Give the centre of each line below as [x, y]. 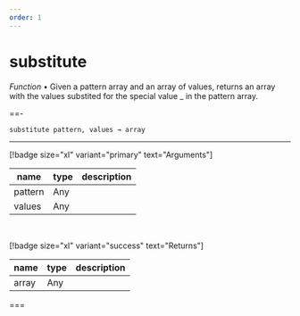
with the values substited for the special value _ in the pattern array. [134, 96]
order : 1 [25, 17]
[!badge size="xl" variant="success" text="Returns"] [106, 245]
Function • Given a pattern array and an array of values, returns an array [142, 87]
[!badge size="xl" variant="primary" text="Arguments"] [111, 154]
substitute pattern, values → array [77, 129]
